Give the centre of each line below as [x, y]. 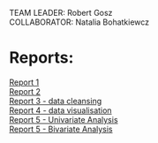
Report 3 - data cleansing [56, 101]
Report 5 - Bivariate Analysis [61, 129]
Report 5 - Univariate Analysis [64, 119]
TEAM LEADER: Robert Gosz [61, 13]
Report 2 [25, 91]
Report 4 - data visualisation [60, 110]
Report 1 [24, 82]
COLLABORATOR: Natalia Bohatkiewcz [79, 22]
